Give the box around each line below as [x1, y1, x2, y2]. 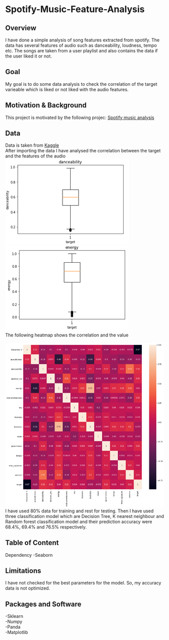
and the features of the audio [5, 153, 66, 159]
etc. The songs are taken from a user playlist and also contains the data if [5, 48, 158, 53]
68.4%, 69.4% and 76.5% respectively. [5, 523, 87, 530]
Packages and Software [5, 600, 82, 608]
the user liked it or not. [5, 53, 52, 59]
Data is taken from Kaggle [5, 142, 60, 148]
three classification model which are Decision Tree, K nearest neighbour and [5, 513, 164, 519]
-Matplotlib [5, 629, 28, 635]
